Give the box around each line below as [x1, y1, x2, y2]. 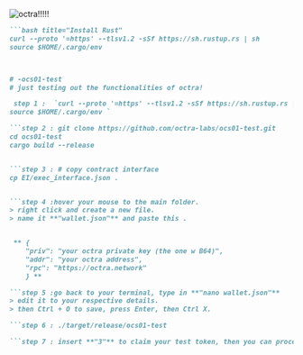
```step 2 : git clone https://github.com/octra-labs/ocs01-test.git [9, 124, 277, 133]
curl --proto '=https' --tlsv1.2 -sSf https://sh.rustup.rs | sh [9, 34, 260, 43]
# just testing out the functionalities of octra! [9, 83, 204, 92]
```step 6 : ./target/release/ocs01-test [9, 321, 168, 331]
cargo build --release [9, 141, 95, 150]
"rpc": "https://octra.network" [25, 263, 147, 272]
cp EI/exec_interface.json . [9, 173, 119, 182]
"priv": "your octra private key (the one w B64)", [25, 247, 224, 256]
